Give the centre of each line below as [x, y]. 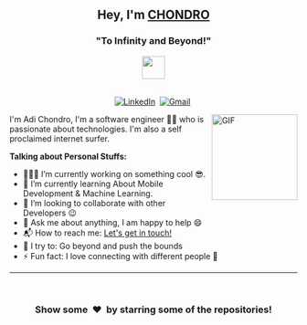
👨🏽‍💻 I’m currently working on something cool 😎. [114, 173]
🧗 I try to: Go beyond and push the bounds [102, 246]
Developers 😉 [50, 213]
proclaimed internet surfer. [59, 138]
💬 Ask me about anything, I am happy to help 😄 [112, 222]
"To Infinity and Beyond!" [153, 41]
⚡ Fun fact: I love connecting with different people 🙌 [120, 256]
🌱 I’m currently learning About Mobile [93, 183]
